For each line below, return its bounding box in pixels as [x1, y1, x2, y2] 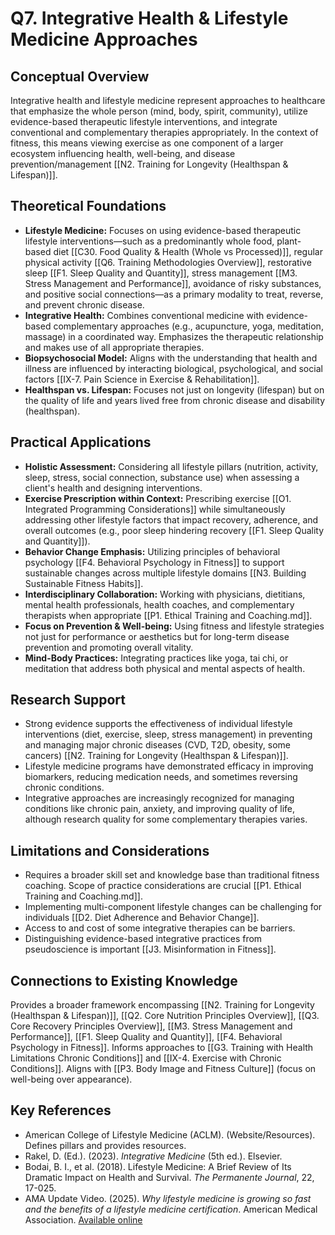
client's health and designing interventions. [24, 482, 203, 494]
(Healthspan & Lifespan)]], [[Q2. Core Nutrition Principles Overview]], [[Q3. [10, 1010, 320, 1022]
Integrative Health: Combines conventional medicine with [24, 309, 265, 321]
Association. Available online [24, 1213, 143, 1226]
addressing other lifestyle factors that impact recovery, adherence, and [24, 513, 319, 526]
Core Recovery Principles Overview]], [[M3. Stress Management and [10, 1020, 293, 1032]
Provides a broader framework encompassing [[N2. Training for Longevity [10, 999, 315, 1011]
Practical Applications [10, 434, 152, 451]
